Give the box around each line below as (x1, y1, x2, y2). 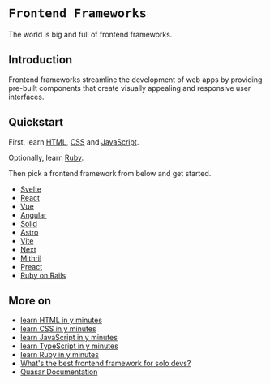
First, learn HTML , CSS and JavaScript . (8, 136, 139, 147)
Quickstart (8, 115, 64, 129)
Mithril (19, 253, 42, 263)
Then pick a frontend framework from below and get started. (8, 168, 212, 178)
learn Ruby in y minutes (19, 350, 100, 360)
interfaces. (8, 92, 45, 101)
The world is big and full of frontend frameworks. (8, 29, 173, 39)
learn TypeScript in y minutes (19, 341, 119, 351)
